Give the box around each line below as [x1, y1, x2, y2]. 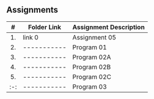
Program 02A [72, 53, 111, 61]
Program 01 [72, 43, 107, 51]
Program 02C [72, 72, 112, 81]
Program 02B [72, 63, 111, 71]
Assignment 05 [72, 33, 117, 41]
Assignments [6, 5, 59, 15]
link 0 [22, 33, 38, 41]
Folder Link [28, 22, 62, 31]
